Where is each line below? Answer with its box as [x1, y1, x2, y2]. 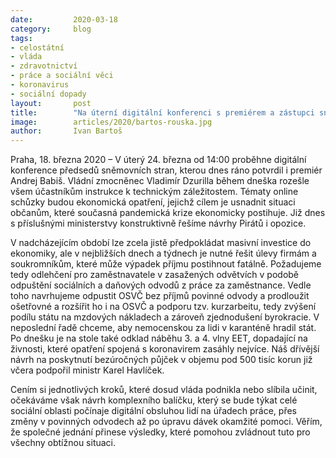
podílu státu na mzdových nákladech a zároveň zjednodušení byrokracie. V [10, 311, 320, 323]
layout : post [10, 98, 92, 108]
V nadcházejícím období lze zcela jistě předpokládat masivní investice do [10, 237, 312, 249]
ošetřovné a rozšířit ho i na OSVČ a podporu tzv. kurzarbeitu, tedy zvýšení [10, 301, 317, 313]
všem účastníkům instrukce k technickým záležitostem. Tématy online [10, 186, 299, 198]
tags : [10, 33, 33, 43]
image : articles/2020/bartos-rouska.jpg [10, 117, 213, 127]
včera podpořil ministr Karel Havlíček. [10, 364, 165, 376]
